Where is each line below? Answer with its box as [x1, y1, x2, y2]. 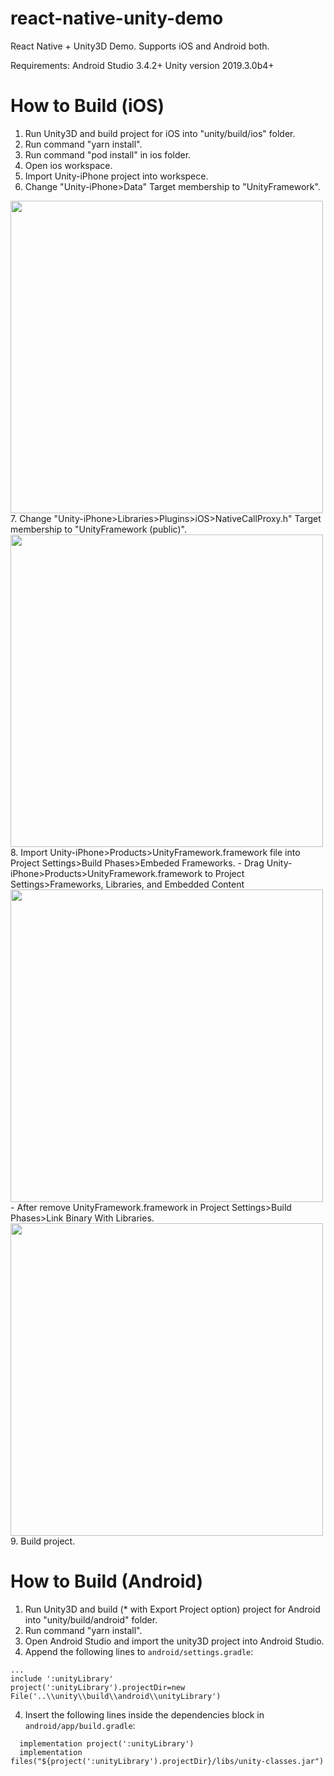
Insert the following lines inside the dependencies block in [24, 1708, 265, 1721]
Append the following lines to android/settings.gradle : [24, 1645, 254, 1657]
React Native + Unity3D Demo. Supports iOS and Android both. [10, 40, 270, 52]
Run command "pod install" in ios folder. [24, 148, 192, 161]
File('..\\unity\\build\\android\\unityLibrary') [10, 1691, 222, 1701]
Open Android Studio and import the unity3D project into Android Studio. [24, 1635, 325, 1647]
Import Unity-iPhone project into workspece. [24, 170, 209, 182]
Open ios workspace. [24, 159, 113, 171]
